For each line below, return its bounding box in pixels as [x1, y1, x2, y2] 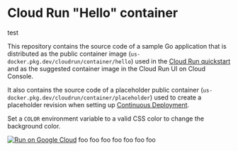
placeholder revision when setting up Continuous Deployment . [7, 100, 190, 109]
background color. [7, 121, 61, 130]
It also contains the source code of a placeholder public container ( [7, 85, 203, 94]
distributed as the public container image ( [7, 49, 131, 58]
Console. [7, 72, 34, 80]
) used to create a [149, 93, 202, 102]
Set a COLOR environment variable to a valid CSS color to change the [7, 114, 204, 123]
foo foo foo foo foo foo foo [78, 135, 156, 144]
